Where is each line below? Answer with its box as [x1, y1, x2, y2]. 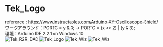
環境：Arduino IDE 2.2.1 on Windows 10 [5, 31, 84, 36]
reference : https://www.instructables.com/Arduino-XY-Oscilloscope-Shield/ [5, 19, 158, 25]
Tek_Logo [5, 3, 45, 14]
